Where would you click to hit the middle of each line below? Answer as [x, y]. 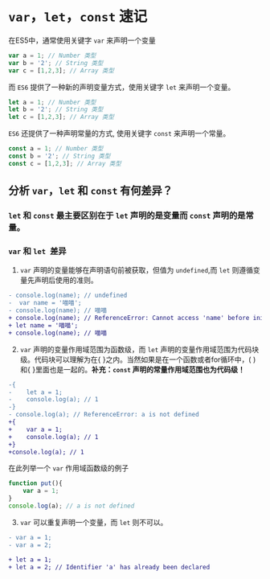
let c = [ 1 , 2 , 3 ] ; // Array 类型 [61, 117]
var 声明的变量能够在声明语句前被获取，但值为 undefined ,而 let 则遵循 [136, 270]
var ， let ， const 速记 [78, 16]
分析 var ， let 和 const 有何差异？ [91, 191]
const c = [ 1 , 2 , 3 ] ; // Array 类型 [65, 163]
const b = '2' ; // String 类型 [59, 156]
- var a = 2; [30, 545]
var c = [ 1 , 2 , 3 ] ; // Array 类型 [61, 70]
